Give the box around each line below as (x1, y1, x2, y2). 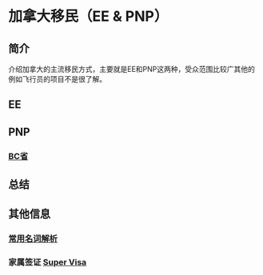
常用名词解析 (8, 233, 58, 245)
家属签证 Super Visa (8, 257, 87, 268)
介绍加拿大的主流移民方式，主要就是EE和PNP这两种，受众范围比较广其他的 (8, 65, 256, 74)
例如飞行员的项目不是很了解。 (8, 74, 106, 84)
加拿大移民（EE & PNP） (8, 7, 169, 26)
